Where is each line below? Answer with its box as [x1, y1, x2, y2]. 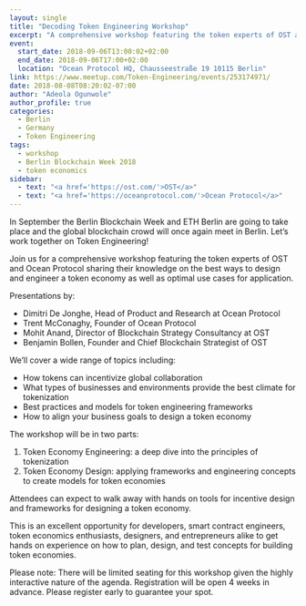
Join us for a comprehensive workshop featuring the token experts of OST [9, 253, 289, 264]
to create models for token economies [22, 476, 166, 486]
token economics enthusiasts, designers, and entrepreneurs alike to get [9, 530, 279, 540]
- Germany [17, 124, 55, 133]
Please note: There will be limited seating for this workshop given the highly [9, 567, 293, 578]
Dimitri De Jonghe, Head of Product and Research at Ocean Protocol [22, 308, 280, 319]
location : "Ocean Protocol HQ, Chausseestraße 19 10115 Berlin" [17, 65, 267, 74]
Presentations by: [9, 291, 76, 301]
